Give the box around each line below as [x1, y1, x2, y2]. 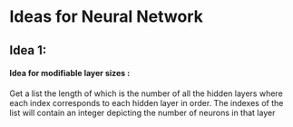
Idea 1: [9, 43, 47, 58]
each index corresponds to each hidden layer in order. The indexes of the [9, 97, 284, 108]
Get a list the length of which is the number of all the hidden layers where [9, 88, 283, 99]
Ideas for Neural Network [9, 6, 204, 27]
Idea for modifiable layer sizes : [9, 68, 131, 79]
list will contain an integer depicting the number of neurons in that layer [9, 107, 276, 118]
